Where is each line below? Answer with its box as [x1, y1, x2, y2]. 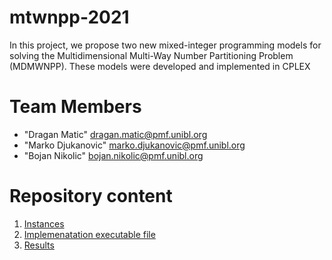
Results [23, 239, 55, 251]
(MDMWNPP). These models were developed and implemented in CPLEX [9, 60, 311, 72]
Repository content [9, 185, 173, 208]
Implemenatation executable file [23, 228, 156, 240]
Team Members [9, 96, 142, 118]
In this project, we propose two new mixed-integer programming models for [9, 39, 322, 51]
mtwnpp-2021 [9, 6, 130, 29]
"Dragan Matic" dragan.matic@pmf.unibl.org [23, 128, 208, 140]
